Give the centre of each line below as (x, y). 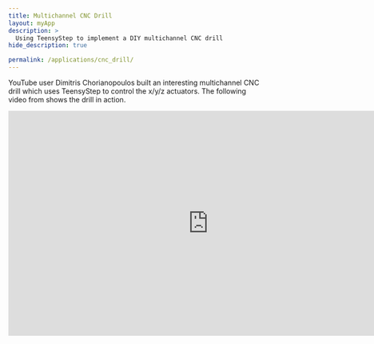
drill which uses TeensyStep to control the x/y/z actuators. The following (127, 91)
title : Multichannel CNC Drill (60, 16)
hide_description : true (48, 46)
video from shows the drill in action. (67, 100)
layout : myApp (32, 23)
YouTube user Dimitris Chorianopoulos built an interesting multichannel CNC (134, 82)
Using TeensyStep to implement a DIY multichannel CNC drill (119, 38)
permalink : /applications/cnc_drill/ (71, 60)
